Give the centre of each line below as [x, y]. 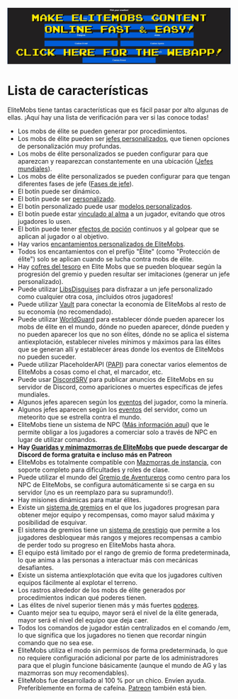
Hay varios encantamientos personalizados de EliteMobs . [101, 244]
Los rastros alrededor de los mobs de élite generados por [102, 590]
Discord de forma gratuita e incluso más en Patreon [95, 455]
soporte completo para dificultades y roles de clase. [93, 470]
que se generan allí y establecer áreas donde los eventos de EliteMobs [121, 349]
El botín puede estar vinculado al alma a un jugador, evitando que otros [121, 214]
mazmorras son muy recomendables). [73, 673]
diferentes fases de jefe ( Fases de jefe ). [75, 184]
